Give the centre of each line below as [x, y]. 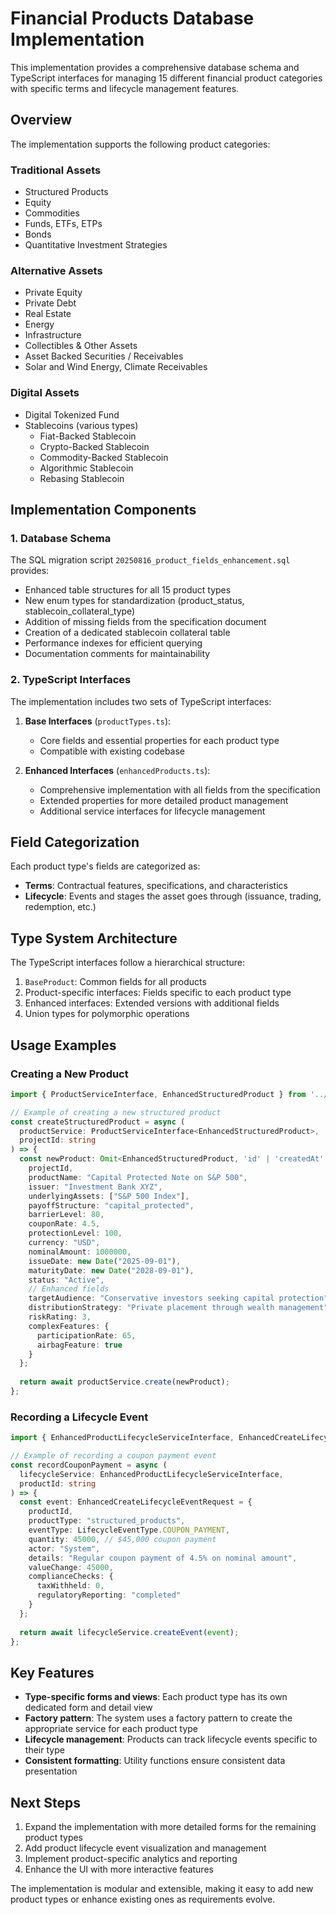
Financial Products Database [132, 18]
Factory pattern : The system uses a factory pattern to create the [158, 1718]
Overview [41, 120]
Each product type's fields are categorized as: [105, 866]
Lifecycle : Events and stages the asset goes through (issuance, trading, [173, 896]
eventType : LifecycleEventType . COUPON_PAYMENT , [129, 1530]
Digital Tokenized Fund [72, 414]
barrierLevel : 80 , [66, 1215]
